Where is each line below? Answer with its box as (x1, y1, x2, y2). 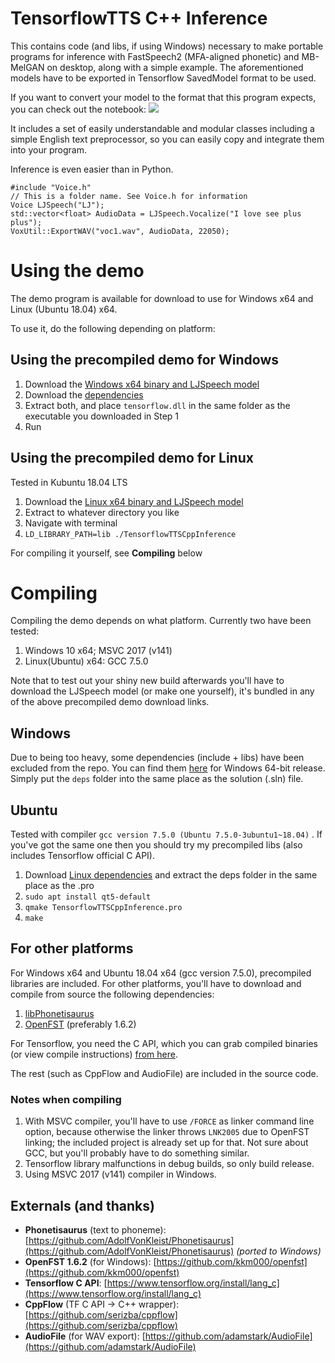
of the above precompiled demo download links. (10, 696, 210, 708)
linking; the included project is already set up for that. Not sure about (24, 1137, 309, 1149)
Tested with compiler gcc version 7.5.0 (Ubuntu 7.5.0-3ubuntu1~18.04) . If (10, 828, 323, 841)
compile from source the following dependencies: (10, 988, 215, 1000)
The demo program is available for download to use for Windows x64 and (10, 292, 314, 304)
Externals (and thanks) (10, 1197, 155, 1214)
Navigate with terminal (24, 517, 118, 529)
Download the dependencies (24, 388, 144, 401)
